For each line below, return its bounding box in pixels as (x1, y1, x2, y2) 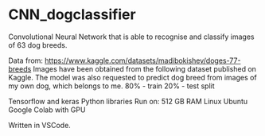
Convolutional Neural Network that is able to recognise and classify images (8, 32, 255, 41)
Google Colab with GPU (8, 105, 86, 115)
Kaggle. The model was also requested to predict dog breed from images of (8, 72, 257, 82)
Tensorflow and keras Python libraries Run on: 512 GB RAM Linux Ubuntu (8, 96, 248, 106)
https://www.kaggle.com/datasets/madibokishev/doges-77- (45, 56, 241, 65)
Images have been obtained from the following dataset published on (33, 64, 257, 73)
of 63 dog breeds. (8, 40, 68, 49)
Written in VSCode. (8, 120, 72, 130)
